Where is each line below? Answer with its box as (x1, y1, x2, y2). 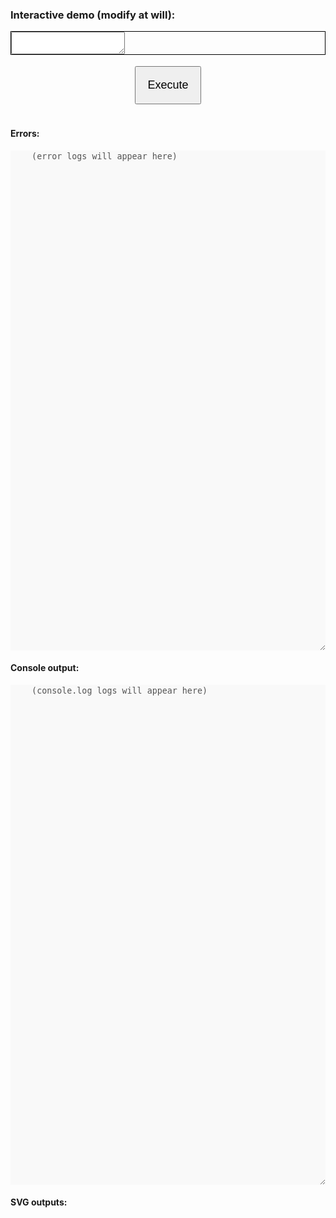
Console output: (10, 662, 80, 674)
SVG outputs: (10, 1196, 68, 1208)
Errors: (10, 127, 40, 139)
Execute (147, 78, 189, 92)
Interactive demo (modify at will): (10, 8, 176, 22)
